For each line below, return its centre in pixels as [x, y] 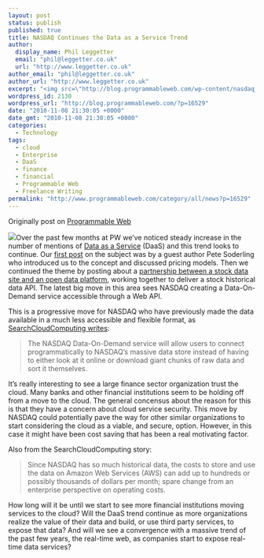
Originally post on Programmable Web [70, 221]
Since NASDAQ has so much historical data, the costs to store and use [141, 464]
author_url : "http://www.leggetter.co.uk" [79, 81]
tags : [17, 140]
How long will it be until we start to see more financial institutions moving [126, 504]
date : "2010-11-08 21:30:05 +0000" [66, 111]
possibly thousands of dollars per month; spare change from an [130, 481]
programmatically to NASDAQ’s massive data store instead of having [138, 352]
